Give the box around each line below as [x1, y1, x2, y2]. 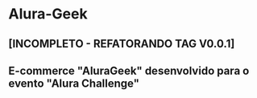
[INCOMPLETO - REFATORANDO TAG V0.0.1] [8, 37, 235, 51]
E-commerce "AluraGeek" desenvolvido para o [8, 63, 250, 77]
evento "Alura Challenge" [8, 76, 139, 90]
